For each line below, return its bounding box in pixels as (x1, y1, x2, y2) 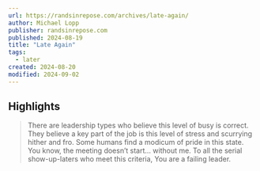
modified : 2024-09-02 (8, 70, 80, 78)
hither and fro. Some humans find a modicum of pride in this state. (27, 138, 244, 147)
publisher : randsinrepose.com (8, 26, 108, 34)
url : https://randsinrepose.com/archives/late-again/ (8, 11, 190, 20)
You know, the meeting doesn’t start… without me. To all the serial (27, 146, 243, 155)
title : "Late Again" (8, 41, 77, 49)
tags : (8, 48, 26, 56)
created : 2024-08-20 (8, 63, 77, 71)
